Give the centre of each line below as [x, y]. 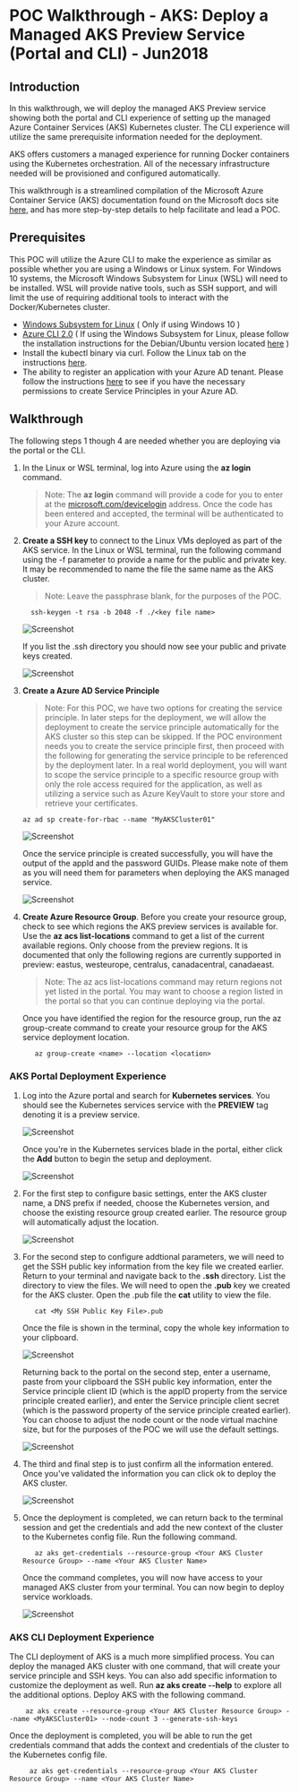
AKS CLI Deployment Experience [82, 1637]
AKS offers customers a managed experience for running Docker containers [149, 154]
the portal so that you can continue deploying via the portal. [155, 1001]
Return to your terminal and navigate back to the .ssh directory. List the [154, 1275]
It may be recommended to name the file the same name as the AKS [148, 569]
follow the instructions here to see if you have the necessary [134, 381]
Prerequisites [47, 238]
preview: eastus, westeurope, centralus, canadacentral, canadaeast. [148, 964]
